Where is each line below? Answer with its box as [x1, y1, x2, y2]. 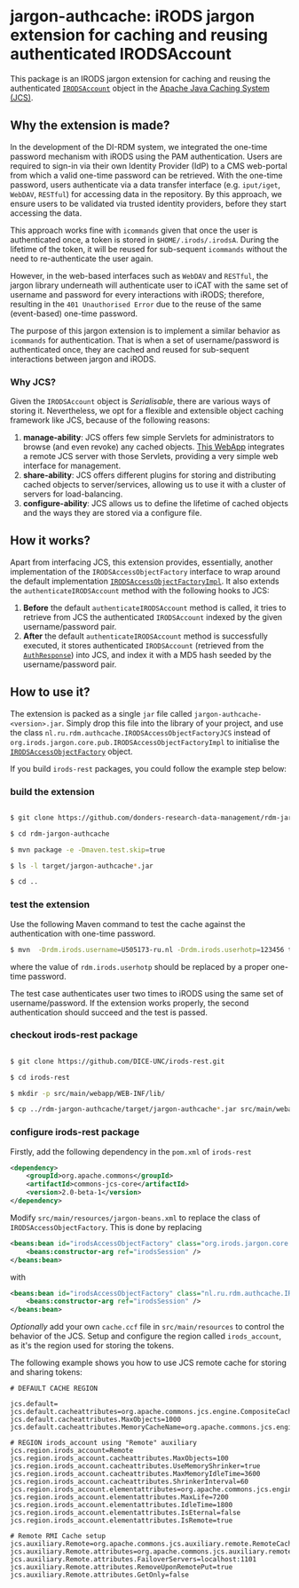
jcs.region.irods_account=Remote [10, 1446, 134, 1456]
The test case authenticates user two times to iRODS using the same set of [10, 988, 284, 998]
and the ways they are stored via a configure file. [22, 508, 202, 519]
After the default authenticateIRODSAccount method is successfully [22, 631, 269, 641]
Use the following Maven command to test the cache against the [10, 918, 246, 929]
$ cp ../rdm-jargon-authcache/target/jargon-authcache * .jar [10, 1105, 238, 1114]
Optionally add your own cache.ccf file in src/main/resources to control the [10, 1322, 285, 1332]
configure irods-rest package [10, 1126, 140, 1139]
